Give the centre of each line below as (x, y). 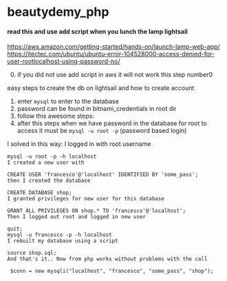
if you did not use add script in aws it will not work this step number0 (115, 75)
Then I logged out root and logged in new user (77, 217)
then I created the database (49, 181)
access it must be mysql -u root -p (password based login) (102, 131)
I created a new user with (46, 163)
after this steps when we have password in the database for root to (112, 123)
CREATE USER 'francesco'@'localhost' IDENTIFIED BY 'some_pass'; (102, 175)
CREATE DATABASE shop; (40, 193)
